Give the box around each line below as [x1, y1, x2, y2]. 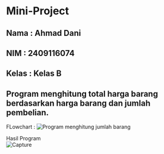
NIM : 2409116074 [6, 48, 75, 58]
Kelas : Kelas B [6, 69, 62, 79]
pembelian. [6, 107, 49, 118]
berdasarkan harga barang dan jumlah [6, 98, 150, 108]
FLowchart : [6, 124, 36, 131]
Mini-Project [6, 4, 70, 18]
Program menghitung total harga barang [6, 88, 159, 99]
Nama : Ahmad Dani [6, 28, 81, 38]
